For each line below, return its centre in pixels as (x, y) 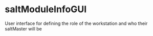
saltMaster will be (23, 28)
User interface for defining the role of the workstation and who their (76, 23)
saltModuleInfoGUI (46, 9)
